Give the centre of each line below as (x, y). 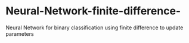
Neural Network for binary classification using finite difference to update (94, 27)
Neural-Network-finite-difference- (93, 11)
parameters (20, 33)
